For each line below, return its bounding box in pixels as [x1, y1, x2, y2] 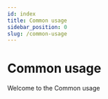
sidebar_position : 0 [7, 23, 68, 30]
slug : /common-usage [7, 30, 68, 37]
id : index [7, 10, 36, 18]
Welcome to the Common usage [7, 84, 100, 93]
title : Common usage [7, 17, 68, 24]
